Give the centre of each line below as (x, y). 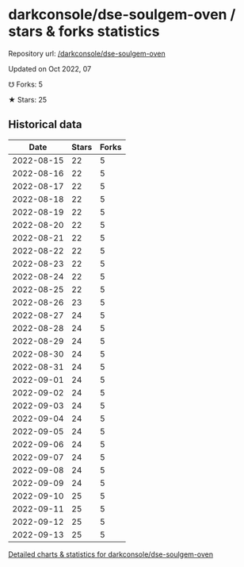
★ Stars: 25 (28, 99)
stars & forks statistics (84, 31)
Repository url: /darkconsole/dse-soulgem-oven (87, 53)
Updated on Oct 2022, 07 (50, 68)
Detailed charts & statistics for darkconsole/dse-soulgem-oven (111, 554)
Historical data (45, 125)
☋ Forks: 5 (26, 84)
